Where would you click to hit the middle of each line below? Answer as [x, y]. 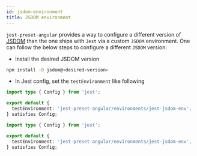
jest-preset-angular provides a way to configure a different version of [94, 34]
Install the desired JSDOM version [57, 59]
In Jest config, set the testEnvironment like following [80, 81]
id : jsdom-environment [35, 12]
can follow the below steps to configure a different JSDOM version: [86, 47]
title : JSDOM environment [38, 17]
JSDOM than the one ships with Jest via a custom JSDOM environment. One [98, 41]
